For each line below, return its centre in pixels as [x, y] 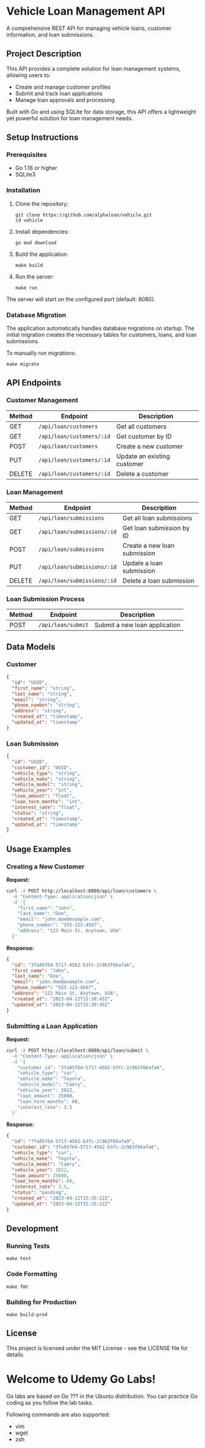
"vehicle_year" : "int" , [42, 790]
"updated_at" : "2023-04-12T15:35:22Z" [61, 1204]
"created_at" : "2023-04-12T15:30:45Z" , [63, 999]
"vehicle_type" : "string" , [46, 773]
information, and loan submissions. [50, 34]
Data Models [31, 646]
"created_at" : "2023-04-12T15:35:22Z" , [63, 1198]
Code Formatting [32, 1274]
